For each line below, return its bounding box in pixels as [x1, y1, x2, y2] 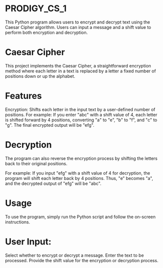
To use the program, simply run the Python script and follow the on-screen [5, 214, 156, 220]
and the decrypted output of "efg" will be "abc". [5, 180, 102, 186]
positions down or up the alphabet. [5, 73, 75, 79]
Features [5, 90, 42, 102]
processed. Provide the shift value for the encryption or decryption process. [5, 257, 159, 263]
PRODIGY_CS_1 [5, 3, 67, 14]
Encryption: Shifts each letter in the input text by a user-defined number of [5, 106, 156, 112]
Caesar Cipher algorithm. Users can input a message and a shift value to [5, 24, 152, 30]
